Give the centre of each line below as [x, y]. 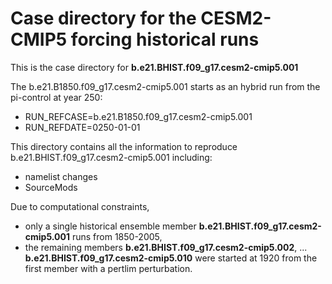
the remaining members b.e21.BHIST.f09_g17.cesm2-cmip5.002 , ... [166, 247]
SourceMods [51, 187]
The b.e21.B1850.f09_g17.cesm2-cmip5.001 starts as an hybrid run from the [165, 86]
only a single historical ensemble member [110, 226]
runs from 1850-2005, [117, 236]
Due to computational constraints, [80, 206]
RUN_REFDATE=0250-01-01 [82, 127]
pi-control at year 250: [56, 97]
